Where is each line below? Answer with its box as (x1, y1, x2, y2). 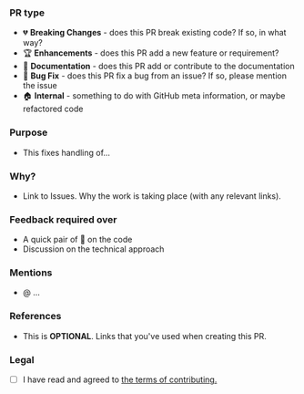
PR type (9, 6, 46, 19)
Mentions (9, 266, 53, 279)
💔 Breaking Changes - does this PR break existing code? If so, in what (22, 27, 287, 38)
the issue (22, 80, 57, 91)
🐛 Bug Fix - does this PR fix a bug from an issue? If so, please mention (22, 70, 287, 81)
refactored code (22, 103, 84, 115)
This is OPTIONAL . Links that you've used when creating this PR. (22, 330, 267, 341)
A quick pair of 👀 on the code (22, 234, 133, 245)
